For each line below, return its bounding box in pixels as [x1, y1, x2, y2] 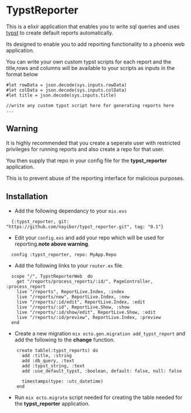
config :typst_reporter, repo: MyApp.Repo [11, 251, 117, 257]
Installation [6, 192, 48, 202]
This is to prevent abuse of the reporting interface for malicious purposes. [6, 174, 185, 182]
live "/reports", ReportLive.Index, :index [16, 288, 125, 294]
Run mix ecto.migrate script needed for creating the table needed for [14, 394, 183, 401]
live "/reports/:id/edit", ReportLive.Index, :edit [16, 299, 145, 305]
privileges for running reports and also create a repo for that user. [6, 145, 165, 153]
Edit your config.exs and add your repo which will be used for [14, 234, 165, 241]
